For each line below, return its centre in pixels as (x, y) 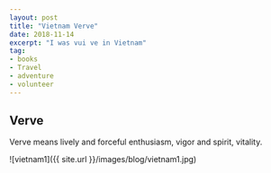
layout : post (34, 17)
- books (24, 59)
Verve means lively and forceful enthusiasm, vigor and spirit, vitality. (136, 142)
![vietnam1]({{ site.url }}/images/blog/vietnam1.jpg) (103, 160)
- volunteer (32, 84)
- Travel (26, 68)
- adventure (32, 76)
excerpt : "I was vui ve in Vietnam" (78, 43)
